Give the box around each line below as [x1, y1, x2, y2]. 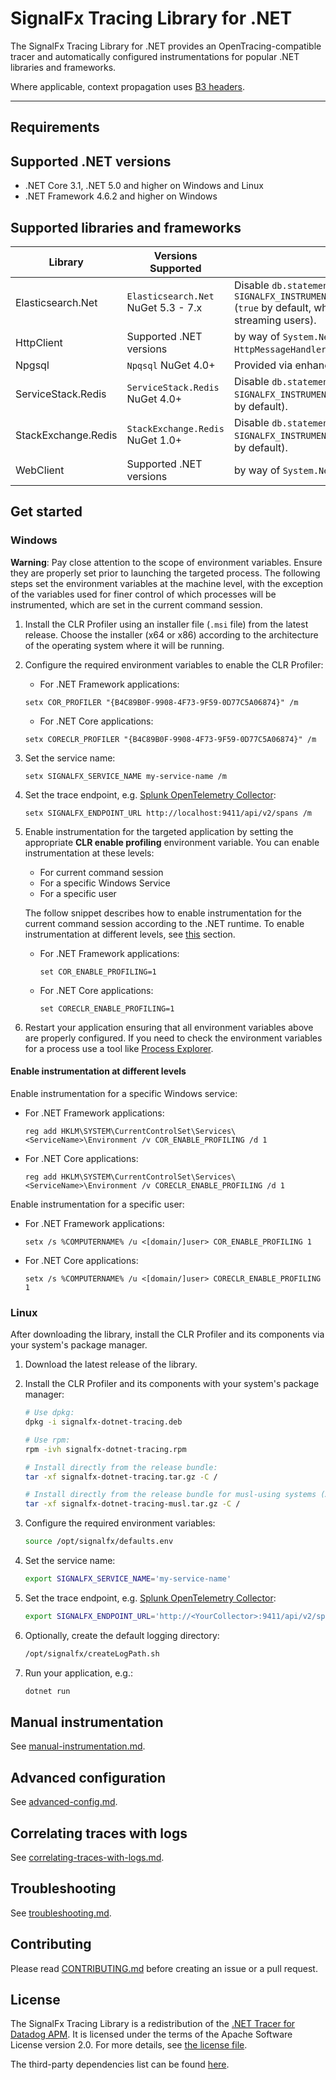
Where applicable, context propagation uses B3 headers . [10, 80, 246, 92]
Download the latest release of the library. [24, 1358, 198, 1371]
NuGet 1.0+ [126, 433, 183, 447]
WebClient [15, 463, 65, 477]
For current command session [39, 866, 164, 878]
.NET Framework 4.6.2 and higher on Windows [24, 190, 218, 202]
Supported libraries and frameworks [10, 219, 242, 236]
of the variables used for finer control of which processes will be [10, 588, 277, 600]
